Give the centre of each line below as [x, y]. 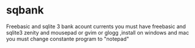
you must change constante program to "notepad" [68, 39]
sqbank [25, 10]
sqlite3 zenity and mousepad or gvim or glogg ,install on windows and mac [98, 32]
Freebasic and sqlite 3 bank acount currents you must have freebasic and [96, 26]
